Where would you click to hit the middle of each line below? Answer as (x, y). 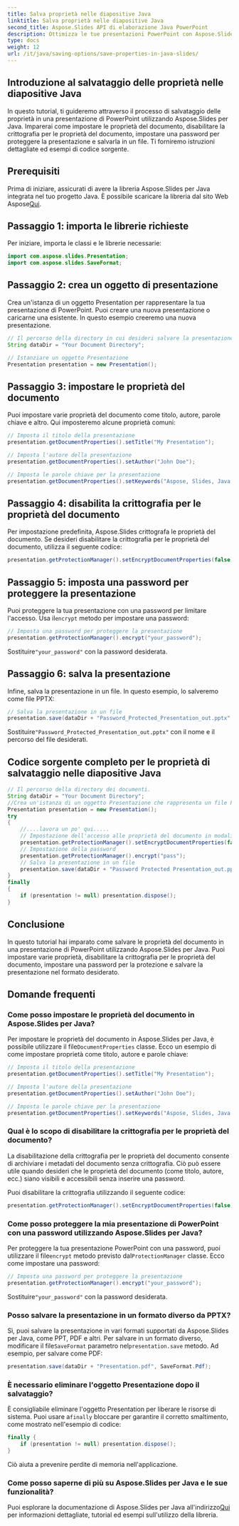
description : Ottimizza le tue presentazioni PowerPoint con (100, 34)
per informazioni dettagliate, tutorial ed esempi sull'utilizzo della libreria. (113, 1515)
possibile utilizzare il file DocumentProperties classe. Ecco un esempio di (112, 1047)
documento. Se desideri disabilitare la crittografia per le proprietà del (108, 539)
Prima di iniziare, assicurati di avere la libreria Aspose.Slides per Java (109, 188)
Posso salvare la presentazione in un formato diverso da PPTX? (119, 1315)
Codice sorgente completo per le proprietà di (109, 762)
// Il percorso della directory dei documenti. (79, 790)
